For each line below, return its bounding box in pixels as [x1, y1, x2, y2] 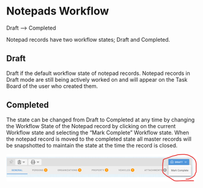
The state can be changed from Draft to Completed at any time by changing [6, 116, 195, 123]
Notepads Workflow [6, 4, 109, 18]
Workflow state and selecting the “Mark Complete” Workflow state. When [6, 129, 189, 136]
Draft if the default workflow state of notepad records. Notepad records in [6, 70, 190, 77]
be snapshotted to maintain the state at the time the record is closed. [6, 141, 178, 149]
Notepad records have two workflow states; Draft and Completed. [6, 36, 170, 43]
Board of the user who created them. [6, 82, 98, 89]
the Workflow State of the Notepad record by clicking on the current [6, 122, 176, 129]
